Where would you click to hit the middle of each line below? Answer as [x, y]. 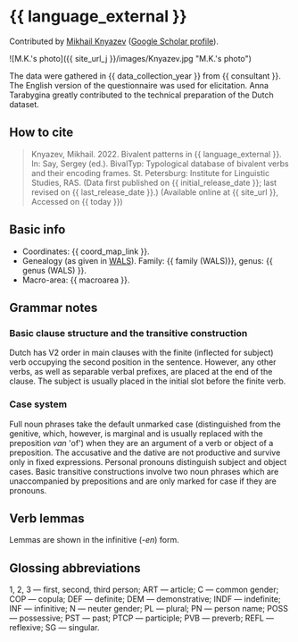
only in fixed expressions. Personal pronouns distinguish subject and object [148, 461]
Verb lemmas [47, 518]
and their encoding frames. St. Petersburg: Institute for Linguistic [150, 173]
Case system [38, 404]
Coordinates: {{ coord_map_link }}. [86, 251]
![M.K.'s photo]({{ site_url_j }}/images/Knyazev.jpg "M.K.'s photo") [131, 58]
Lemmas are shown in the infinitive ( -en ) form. [95, 540]
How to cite [41, 133]
